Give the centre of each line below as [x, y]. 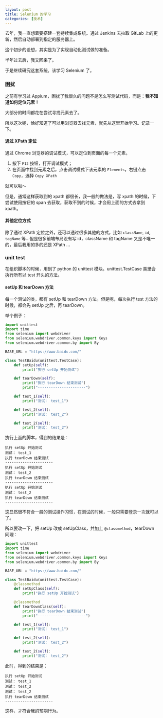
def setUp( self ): [31, 365]
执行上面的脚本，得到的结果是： [37, 438]
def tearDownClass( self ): [40, 606]
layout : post [18, 10]
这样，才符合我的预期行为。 [33, 711]
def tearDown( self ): [35, 379]
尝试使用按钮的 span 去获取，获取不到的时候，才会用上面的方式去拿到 [75, 202]
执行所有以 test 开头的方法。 [34, 275]
